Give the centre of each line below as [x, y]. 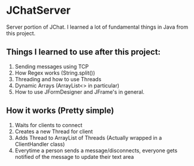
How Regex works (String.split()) [55, 73]
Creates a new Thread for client [54, 131]
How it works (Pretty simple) [60, 111]
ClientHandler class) [40, 144]
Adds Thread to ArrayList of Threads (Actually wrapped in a [88, 137]
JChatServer [39, 10]
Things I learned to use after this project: [84, 52]
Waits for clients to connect [48, 125]
